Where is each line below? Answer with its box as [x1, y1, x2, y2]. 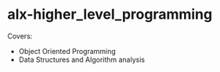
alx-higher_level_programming [7, 5, 213, 23]
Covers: [7, 31, 33, 41]
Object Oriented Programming [18, 46, 117, 56]
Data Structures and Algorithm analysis [18, 55, 146, 64]
